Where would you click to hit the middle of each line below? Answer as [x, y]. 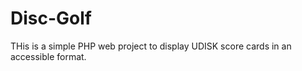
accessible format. [48, 56]
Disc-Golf [51, 18]
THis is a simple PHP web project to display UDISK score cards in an [151, 46]
